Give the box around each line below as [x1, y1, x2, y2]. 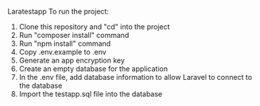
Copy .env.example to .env [18, 47, 107, 56]
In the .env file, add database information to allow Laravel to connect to [18, 73, 252, 81]
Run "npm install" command [18, 39, 111, 48]
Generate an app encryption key [18, 55, 125, 65]
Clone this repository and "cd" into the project [18, 22, 170, 31]
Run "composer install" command [18, 31, 130, 40]
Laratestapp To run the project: [7, 7, 109, 16]
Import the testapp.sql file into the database [18, 89, 163, 98]
